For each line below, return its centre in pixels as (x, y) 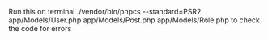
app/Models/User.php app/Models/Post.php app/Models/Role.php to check (134, 20)
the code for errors (40, 28)
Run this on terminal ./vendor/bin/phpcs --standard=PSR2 (105, 12)
